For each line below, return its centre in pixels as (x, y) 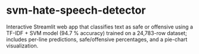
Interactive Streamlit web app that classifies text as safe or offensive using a (100, 27)
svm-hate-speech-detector (76, 10)
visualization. (22, 46)
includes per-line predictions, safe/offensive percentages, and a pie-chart (97, 39)
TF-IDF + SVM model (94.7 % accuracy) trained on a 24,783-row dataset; (97, 33)
